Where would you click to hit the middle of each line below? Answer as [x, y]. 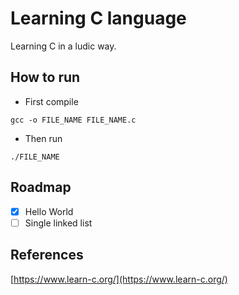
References [47, 255]
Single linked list [58, 223]
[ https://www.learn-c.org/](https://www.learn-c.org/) [119, 279]
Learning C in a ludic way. [63, 46]
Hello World [49, 211]
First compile [51, 101]
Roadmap [41, 187]
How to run [45, 77]
